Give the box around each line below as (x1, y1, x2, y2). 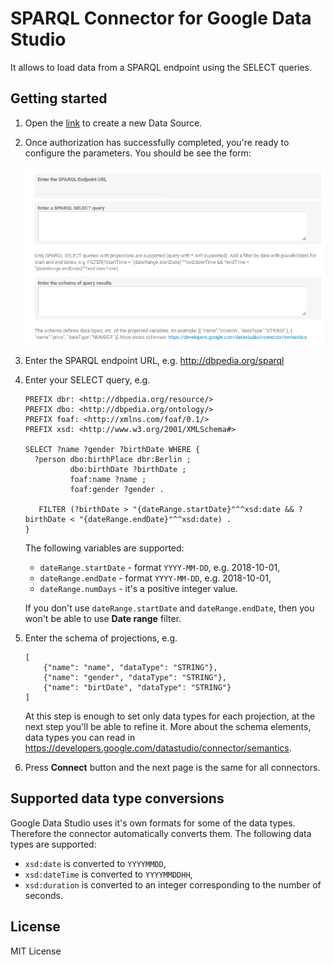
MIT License (10, 945, 62, 957)
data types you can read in (24, 732, 136, 744)
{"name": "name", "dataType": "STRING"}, (43, 663, 218, 673)
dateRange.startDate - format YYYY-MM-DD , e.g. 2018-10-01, (39, 562, 281, 574)
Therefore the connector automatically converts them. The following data (10, 827, 312, 839)
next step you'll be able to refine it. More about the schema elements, (24, 721, 312, 733)
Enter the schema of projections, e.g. (24, 632, 178, 644)
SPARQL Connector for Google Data (10, 7, 312, 30)
